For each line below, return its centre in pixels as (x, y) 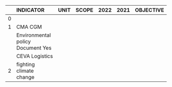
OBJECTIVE (149, 10)
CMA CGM (29, 27)
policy (24, 41)
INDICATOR (30, 10)
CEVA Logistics (35, 56)
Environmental (34, 35)
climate (25, 71)
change (25, 77)
